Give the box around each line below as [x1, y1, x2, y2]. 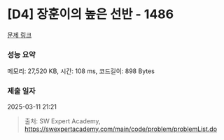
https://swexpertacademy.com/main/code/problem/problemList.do [24, 125, 218, 133]
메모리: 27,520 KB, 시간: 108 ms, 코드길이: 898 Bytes [7, 67, 155, 75]
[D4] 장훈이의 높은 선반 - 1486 [7, 6, 174, 22]
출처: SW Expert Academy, [24, 116, 101, 125]
